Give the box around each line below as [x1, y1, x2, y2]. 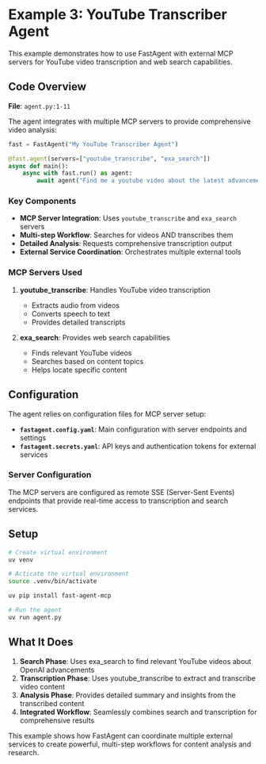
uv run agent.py [8, 613, 62, 621]
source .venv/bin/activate [8, 578, 97, 585]
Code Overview [8, 80, 87, 94]
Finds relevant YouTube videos [31, 347, 132, 358]
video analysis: [8, 125, 57, 134]
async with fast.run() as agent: [22, 169, 133, 178]
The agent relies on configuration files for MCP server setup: [8, 409, 207, 418]
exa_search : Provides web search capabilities [19, 332, 170, 342]
